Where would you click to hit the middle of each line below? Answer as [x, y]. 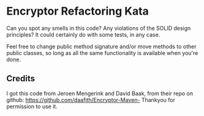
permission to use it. [32, 106]
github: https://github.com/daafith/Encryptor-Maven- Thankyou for [91, 100]
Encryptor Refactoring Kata [77, 11]
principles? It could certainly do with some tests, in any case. [83, 34]
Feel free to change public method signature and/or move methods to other [102, 46]
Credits [21, 78]
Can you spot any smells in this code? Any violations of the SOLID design [99, 28]
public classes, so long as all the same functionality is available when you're [102, 53]
